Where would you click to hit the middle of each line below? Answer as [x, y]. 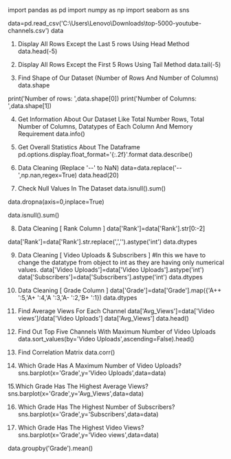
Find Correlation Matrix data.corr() [66, 352]
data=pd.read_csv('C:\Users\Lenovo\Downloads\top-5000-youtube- [105, 23]
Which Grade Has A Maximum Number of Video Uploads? [99, 365]
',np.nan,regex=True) [47, 175]
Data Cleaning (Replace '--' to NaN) [68, 168]
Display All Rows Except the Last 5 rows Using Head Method [103, 44]
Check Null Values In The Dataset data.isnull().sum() [92, 188]
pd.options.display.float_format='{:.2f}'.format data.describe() [105, 154]
